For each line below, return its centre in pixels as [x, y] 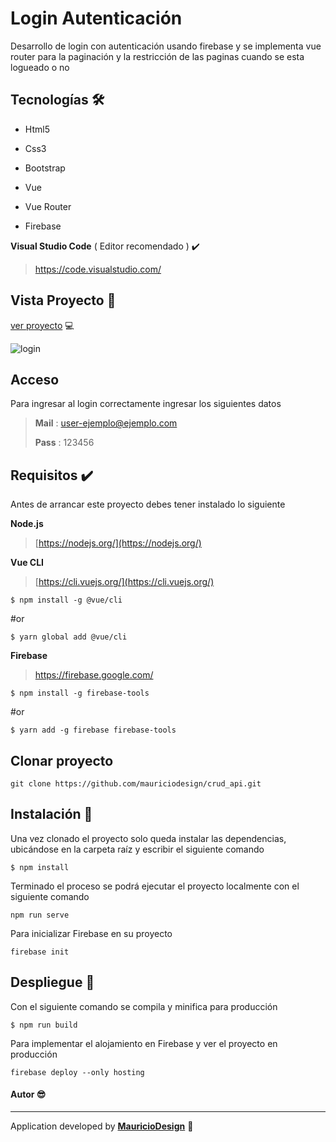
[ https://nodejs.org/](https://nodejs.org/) [118, 543]
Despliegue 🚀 [52, 982]
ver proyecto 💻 [42, 325]
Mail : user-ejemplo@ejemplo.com [106, 423]
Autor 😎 [28, 1094]
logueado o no [40, 67]
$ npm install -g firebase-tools [80, 693]
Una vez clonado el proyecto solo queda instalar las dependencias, [148, 838]
